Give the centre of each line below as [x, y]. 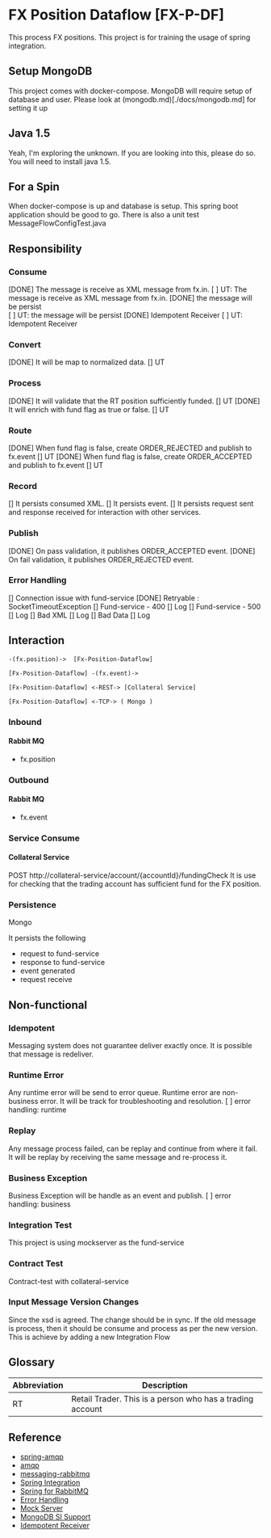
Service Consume [44, 838]
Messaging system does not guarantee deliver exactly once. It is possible [130, 1046]
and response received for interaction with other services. [105, 512]
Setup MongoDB [50, 72]
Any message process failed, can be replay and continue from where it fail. [133, 1148]
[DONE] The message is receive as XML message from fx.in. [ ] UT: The [128, 289]
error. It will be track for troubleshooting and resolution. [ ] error [146, 1102]
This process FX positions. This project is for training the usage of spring [129, 37]
